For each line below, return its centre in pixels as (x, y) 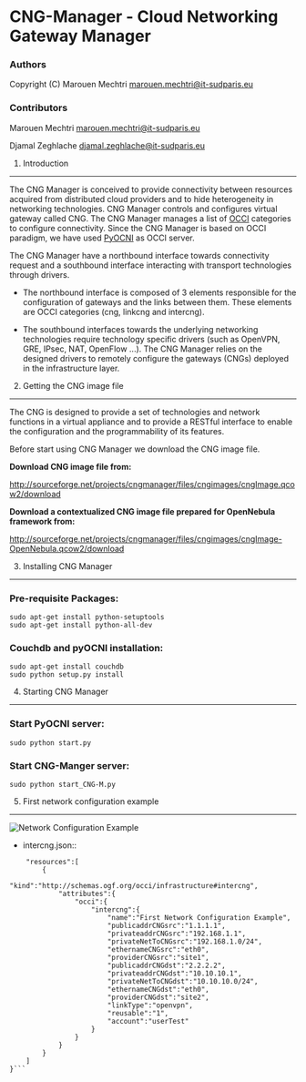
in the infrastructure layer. (71, 368)
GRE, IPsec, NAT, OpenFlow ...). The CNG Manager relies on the (142, 349)
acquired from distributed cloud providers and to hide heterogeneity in (142, 199)
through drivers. (40, 274)
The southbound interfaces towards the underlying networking (140, 329)
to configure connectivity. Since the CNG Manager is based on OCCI (138, 228)
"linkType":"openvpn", (150, 1005)
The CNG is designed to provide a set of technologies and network (135, 412)
